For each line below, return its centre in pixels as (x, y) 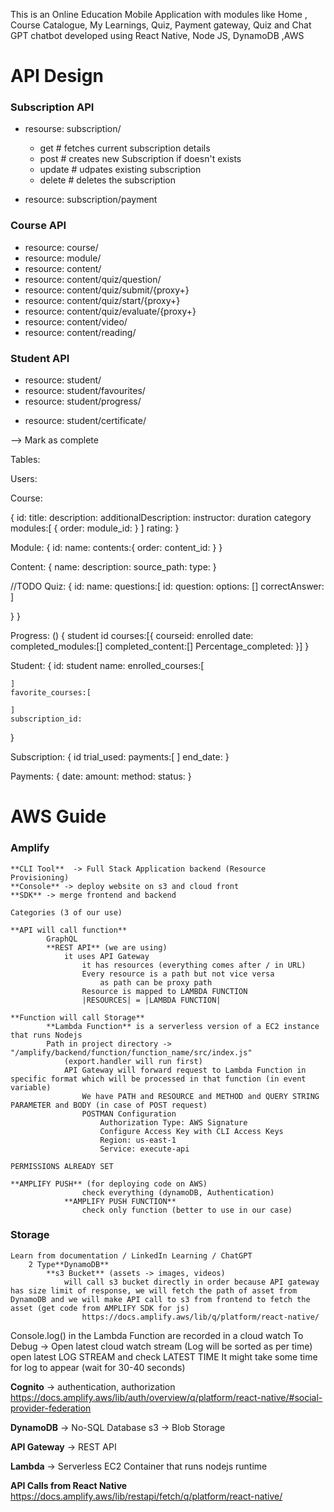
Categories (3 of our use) (66, 912)
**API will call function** (69, 930)
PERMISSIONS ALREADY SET (62, 1166)
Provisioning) (40, 877)
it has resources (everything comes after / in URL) (194, 965)
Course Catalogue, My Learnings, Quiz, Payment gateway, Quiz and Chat (161, 25)
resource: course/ (61, 247)
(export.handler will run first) (133, 1061)
